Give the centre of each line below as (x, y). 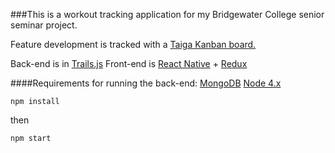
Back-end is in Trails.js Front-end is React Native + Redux (129, 63)
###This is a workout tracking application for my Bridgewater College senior (167, 14)
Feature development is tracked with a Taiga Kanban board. (133, 44)
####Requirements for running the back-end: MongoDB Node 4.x (146, 83)
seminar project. (44, 25)
